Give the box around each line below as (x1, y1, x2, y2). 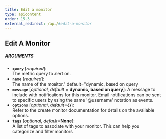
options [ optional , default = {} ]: (12, 102, 74, 108)
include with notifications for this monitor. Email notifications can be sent (12, 92, 161, 98)
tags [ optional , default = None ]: (12, 118, 75, 124)
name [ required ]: (12, 76, 45, 82)
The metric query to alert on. (12, 70, 71, 76)
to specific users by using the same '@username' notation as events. (12, 97, 154, 103)
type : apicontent (5, 12, 41, 17)
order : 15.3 (5, 16, 30, 21)
